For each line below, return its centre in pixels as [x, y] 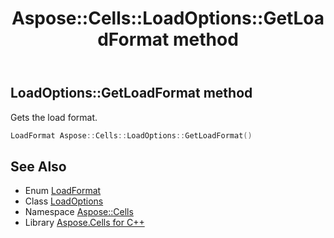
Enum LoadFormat [63, 191]
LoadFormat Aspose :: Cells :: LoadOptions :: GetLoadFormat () [131, 135]
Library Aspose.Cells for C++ [84, 223]
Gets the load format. [54, 117]
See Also [38, 166]
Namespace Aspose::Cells [79, 212]
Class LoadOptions [64, 201]
